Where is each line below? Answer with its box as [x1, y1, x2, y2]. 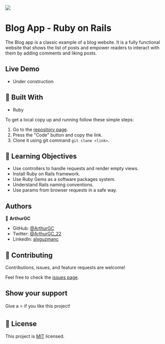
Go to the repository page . [12, 126, 68, 133]
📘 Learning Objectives [5, 152, 77, 161]
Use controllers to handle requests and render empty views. [12, 166, 139, 172]
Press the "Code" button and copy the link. [12, 131, 103, 138]
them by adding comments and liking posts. [5, 50, 97, 56]
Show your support [5, 289, 68, 298]
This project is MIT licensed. [5, 333, 65, 339]
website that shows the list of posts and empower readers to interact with [5, 44, 159, 50]
